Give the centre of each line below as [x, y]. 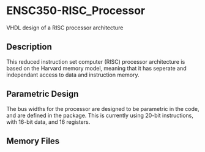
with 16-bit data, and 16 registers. [48, 122]
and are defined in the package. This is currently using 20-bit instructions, [100, 115]
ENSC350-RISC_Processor [76, 11]
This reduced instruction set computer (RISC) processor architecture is [96, 61]
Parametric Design [43, 94]
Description [29, 47]
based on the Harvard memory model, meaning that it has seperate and [96, 68]
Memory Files [33, 141]
